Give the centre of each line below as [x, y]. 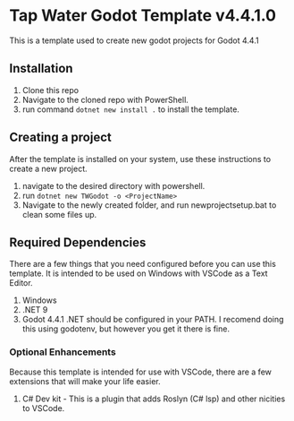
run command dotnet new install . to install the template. [130, 109]
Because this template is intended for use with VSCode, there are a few [141, 372]
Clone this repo [50, 90]
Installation [41, 69]
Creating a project [60, 137]
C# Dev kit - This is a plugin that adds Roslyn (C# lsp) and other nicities [154, 399]
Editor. [21, 283]
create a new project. [48, 168]
